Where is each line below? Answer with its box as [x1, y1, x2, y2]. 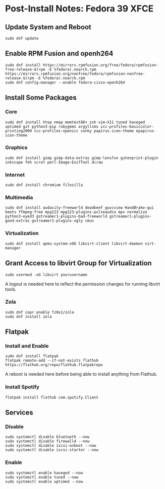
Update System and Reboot [5, 23, 92, 31]
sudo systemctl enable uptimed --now [5, 479, 83, 484]
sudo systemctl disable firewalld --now [5, 439, 90, 444]
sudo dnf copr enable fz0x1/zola [5, 310, 74, 315]
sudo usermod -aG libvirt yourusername [5, 272, 88, 277]
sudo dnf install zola [5, 314, 52, 319]
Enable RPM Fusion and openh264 [5, 49, 113, 58]
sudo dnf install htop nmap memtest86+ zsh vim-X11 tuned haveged [5, 120, 145, 125]
